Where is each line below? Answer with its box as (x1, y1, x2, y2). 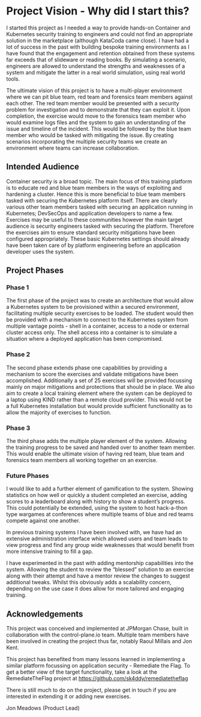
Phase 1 (6, 284, 29, 292)
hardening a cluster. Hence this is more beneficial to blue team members (6, 191, 186, 198)
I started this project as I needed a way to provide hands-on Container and (6, 24, 191, 31)
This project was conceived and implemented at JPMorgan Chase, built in (6, 625, 189, 632)
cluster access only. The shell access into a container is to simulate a (6, 329, 177, 336)
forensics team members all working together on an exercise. (6, 457, 158, 464)
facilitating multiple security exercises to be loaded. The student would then (6, 310, 194, 317)
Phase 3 (6, 424, 31, 432)
